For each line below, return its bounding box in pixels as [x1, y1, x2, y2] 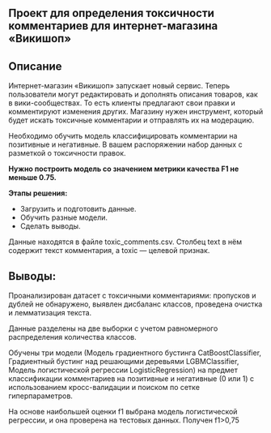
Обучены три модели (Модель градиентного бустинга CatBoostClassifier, [8, 348, 261, 358]
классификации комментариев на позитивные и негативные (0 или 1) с [8, 374, 255, 384]
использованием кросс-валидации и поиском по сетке [8, 383, 201, 392]
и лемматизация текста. [8, 308, 92, 318]
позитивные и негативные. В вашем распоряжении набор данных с [8, 139, 243, 149]
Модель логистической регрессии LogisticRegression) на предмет [8, 365, 239, 375]
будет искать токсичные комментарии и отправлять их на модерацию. [8, 115, 255, 125]
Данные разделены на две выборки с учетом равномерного [8, 324, 218, 333]
